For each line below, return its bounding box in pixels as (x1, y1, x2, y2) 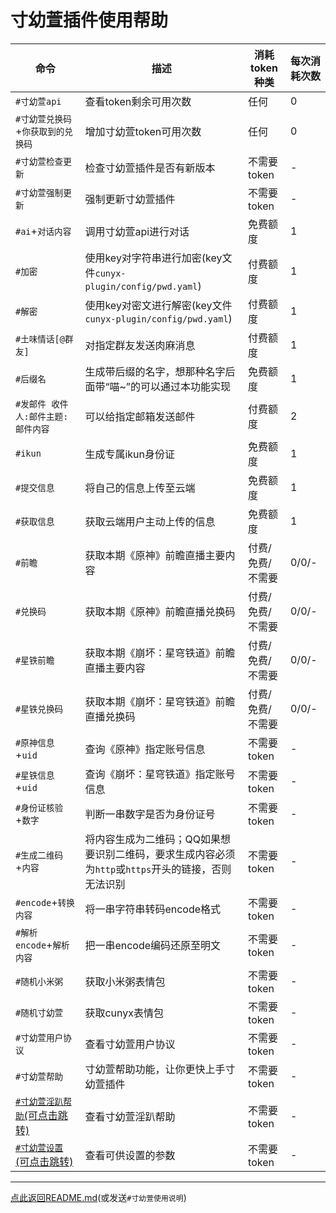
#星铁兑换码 (15, 703, 64, 715)
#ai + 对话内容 (15, 224, 72, 238)
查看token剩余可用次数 (84, 94, 192, 108)
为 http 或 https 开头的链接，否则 (84, 862, 232, 876)
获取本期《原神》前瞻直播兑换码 (84, 604, 236, 618)
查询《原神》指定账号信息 (84, 742, 206, 756)
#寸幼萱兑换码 (15, 113, 72, 125)
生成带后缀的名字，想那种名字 (84, 364, 226, 378)
